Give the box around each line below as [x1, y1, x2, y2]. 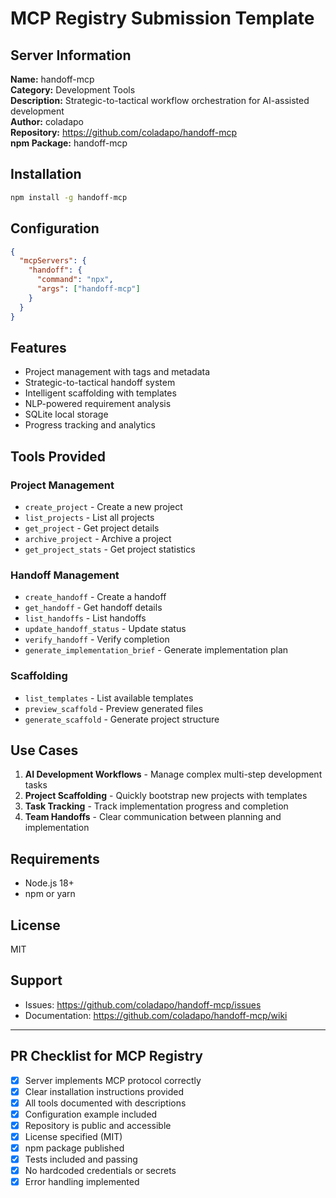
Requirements [10, 850, 100, 867]
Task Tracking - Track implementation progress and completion [24, 800, 289, 812]
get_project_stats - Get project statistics [24, 543, 196, 555]
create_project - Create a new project [24, 501, 183, 512]
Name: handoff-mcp [10, 73, 95, 85]
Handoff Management [10, 568, 120, 582]
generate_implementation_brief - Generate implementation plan [24, 644, 289, 656]
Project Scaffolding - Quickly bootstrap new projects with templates [24, 790, 308, 802]
